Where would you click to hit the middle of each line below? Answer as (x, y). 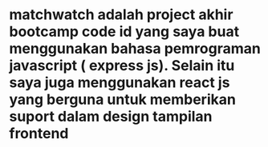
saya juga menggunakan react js (120, 83)
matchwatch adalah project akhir (121, 15)
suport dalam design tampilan (111, 117)
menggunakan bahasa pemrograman (135, 49)
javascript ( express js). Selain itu (122, 66)
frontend (39, 134)
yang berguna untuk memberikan (122, 99)
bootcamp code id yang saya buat (124, 32)
